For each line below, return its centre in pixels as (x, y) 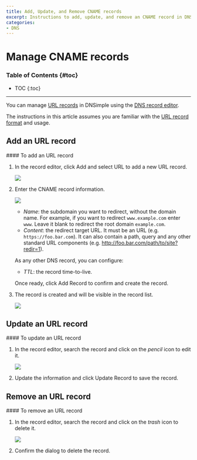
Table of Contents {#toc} (42, 75)
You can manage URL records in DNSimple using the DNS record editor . (93, 105)
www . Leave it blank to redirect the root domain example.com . (94, 224)
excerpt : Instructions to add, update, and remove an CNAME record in (94, 17)
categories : (21, 22)
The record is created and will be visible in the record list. (84, 294)
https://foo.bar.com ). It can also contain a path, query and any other (107, 236)
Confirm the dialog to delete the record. (62, 451)
